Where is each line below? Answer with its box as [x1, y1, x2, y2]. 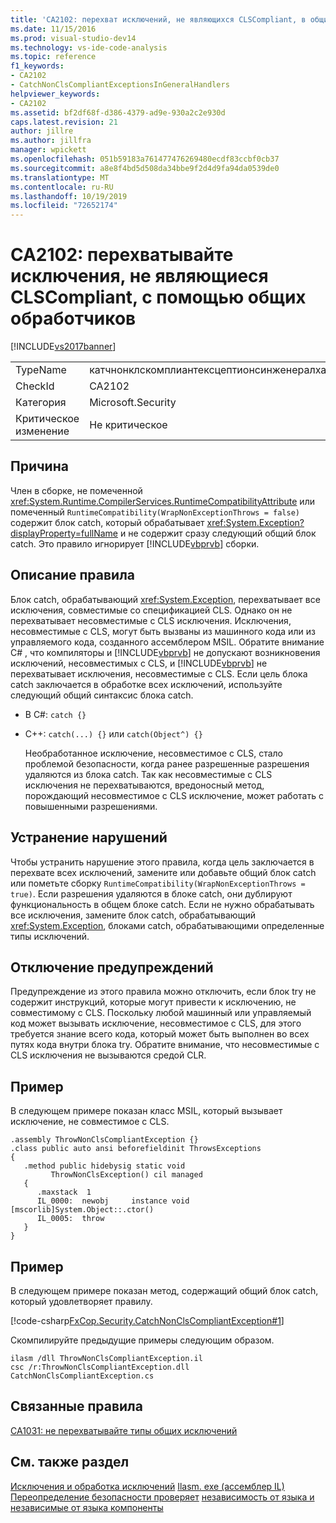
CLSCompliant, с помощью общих [10, 286, 307, 309]
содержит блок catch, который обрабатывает [10, 516, 205, 528]
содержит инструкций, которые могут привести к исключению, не [10, 996, 297, 1008]
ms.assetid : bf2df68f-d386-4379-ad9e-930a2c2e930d [10, 107, 226, 118]
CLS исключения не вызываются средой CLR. [10, 1049, 207, 1061]
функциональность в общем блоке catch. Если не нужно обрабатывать [10, 898, 315, 910]
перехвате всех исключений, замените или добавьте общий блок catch [10, 866, 317, 878]
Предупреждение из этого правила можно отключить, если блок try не [10, 986, 317, 998]
